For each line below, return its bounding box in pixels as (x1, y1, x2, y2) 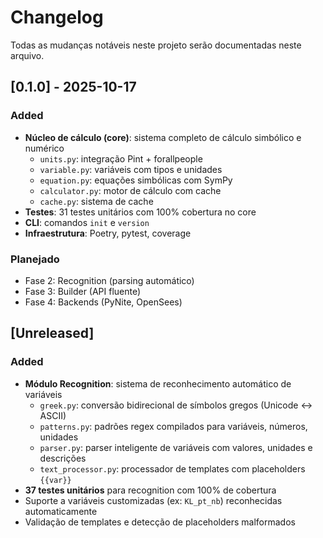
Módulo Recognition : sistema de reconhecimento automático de (24, 377, 292, 390)
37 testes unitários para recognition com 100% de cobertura (24, 484, 277, 496)
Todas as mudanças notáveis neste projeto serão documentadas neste (10, 39, 302, 51)
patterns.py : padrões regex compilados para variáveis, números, (39, 420, 308, 432)
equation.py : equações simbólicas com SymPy (39, 174, 233, 186)
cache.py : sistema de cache (39, 195, 154, 207)
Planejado (10, 252, 60, 266)
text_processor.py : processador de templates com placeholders (39, 462, 306, 475)
